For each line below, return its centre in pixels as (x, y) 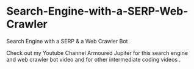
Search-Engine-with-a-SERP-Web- (97, 11)
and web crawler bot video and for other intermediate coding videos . (94, 59)
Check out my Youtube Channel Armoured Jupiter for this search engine (97, 53)
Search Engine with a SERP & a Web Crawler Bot (67, 41)
